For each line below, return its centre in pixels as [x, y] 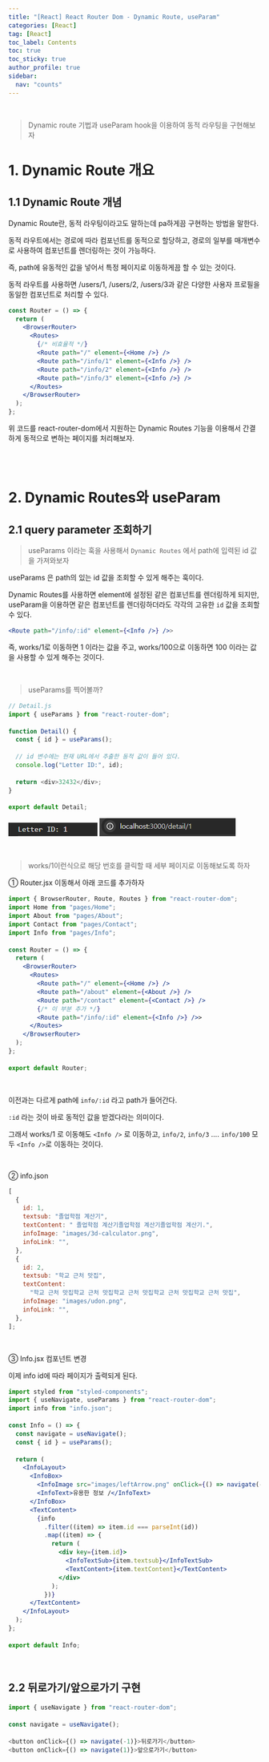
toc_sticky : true [37, 59]
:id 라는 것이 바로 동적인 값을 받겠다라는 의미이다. [86, 1117]
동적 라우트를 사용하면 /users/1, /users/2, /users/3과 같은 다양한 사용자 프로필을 [134, 284]
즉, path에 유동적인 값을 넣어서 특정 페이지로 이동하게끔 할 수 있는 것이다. [122, 267]
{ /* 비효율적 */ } [62, 345]
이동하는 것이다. [78, 1144]
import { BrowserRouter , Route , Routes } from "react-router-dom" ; [123, 899]
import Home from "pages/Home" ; [62, 907]
